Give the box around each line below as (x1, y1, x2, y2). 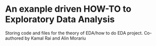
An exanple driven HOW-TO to (5, 3, 132, 15)
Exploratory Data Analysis (5, 14, 115, 25)
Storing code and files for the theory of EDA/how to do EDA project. (5, 30, 143, 36)
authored (5, 35, 24, 41)
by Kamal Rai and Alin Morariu (24, 35, 86, 41)
